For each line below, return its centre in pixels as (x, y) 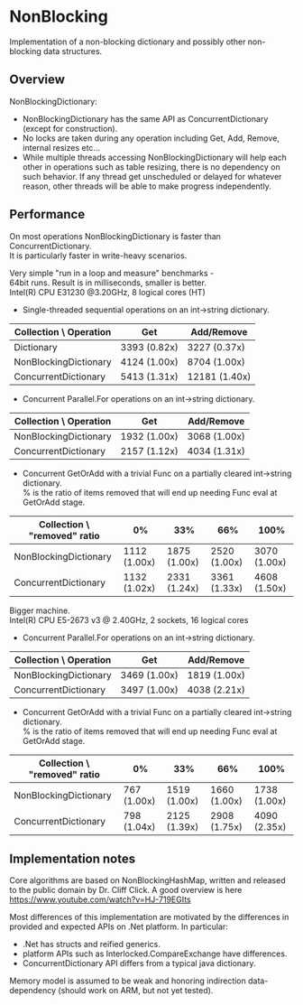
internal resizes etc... (61, 147)
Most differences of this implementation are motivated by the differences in (149, 917)
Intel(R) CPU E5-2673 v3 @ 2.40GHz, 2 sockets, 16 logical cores (129, 619)
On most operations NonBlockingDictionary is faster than (115, 236)
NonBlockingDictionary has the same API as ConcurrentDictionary (145, 118)
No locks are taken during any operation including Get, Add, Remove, (151, 138)
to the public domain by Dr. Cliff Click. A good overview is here (126, 890)
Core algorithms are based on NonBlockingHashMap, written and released (147, 880)
